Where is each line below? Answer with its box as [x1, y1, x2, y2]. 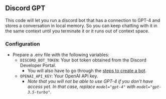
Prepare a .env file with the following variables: [12, 52, 109, 58]
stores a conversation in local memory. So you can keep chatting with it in [5, 22, 157, 28]
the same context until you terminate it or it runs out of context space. [5, 27, 149, 34]
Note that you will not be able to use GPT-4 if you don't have [27, 78, 153, 84]
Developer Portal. [20, 62, 56, 68]
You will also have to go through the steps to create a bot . [27, 67, 147, 74]
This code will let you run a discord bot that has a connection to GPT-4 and [5, 17, 160, 23]
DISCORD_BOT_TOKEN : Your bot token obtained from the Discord [20, 57, 147, 63]
